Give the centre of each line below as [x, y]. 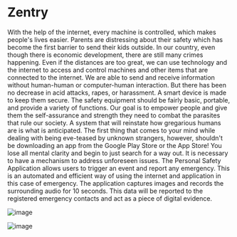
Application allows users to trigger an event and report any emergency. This [118, 168]
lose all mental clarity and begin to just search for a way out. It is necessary [118, 153]
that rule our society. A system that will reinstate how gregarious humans [114, 122]
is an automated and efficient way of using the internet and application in [114, 176]
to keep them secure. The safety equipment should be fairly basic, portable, [118, 100]
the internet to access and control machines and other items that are [108, 70]
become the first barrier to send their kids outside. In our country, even [111, 47]
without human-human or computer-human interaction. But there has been [117, 85]
